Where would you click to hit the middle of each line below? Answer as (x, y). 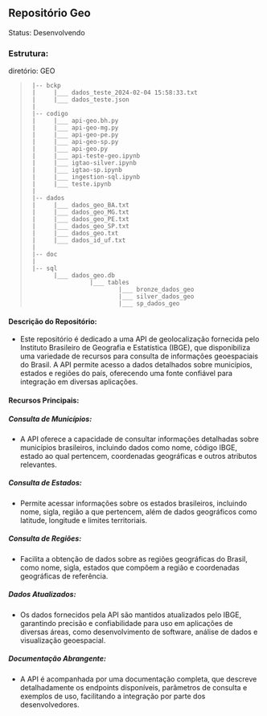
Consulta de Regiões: (45, 538)
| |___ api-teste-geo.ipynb (86, 156)
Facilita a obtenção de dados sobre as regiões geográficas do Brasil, (133, 558)
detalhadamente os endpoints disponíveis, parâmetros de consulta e (133, 687)
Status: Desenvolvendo (47, 32)
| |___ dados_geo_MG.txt (81, 212)
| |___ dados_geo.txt (75, 233)
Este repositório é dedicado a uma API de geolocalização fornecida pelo (140, 339)
